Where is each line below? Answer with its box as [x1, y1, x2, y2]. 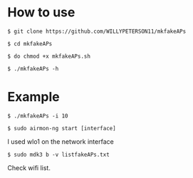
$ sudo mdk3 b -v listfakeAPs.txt [7, 151, 110, 158]
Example [7, 89, 60, 105]
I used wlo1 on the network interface [7, 137, 114, 146]
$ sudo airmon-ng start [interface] [7, 125, 116, 132]
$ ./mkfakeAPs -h [7, 65, 59, 72]
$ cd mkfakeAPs [7, 40, 53, 47]
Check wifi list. [7, 163, 51, 172]
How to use [7, 4, 75, 21]
